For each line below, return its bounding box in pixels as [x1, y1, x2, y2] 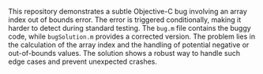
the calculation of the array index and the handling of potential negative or [8, 40, 250, 50]
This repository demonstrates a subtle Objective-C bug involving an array [8, 7, 247, 16]
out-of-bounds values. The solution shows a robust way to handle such [8, 49, 241, 57]
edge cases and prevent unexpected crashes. [8, 57, 158, 66]
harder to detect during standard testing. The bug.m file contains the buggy [8, 24, 251, 32]
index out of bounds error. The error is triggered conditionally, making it [8, 15, 242, 24]
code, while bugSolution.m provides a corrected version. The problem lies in [8, 31, 255, 41]
